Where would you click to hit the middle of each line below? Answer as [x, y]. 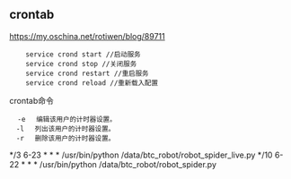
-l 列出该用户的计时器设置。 [65, 129]
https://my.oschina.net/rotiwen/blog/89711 [87, 36]
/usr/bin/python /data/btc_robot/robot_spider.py [128, 164]
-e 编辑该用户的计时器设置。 [67, 119]
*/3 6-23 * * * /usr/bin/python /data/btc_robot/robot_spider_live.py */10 [141, 155]
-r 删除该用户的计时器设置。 [65, 138]
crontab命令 [31, 100]
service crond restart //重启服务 [88, 73]
